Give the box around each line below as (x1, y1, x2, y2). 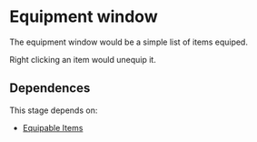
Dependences (9, 80, 91, 96)
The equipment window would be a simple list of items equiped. (9, 36, 248, 47)
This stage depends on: (9, 105, 98, 116)
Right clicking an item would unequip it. (9, 54, 156, 65)
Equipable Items (22, 122, 84, 133)
